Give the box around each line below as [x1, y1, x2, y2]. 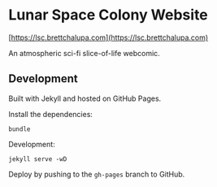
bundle [8, 124, 31, 133]
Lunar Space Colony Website [8, 6, 209, 24]
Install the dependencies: [8, 109, 93, 119]
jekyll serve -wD [8, 154, 67, 163]
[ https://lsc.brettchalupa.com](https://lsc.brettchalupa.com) [8, 33, 209, 42]
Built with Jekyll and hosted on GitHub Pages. [8, 93, 162, 103]
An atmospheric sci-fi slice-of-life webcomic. [8, 48, 160, 58]
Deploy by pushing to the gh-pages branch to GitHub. [8, 169, 185, 179]
